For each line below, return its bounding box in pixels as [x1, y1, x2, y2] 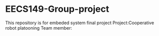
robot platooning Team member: [5, 25, 72, 31]
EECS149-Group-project [5, 3, 110, 15]
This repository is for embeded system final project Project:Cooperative [5, 20, 154, 26]
